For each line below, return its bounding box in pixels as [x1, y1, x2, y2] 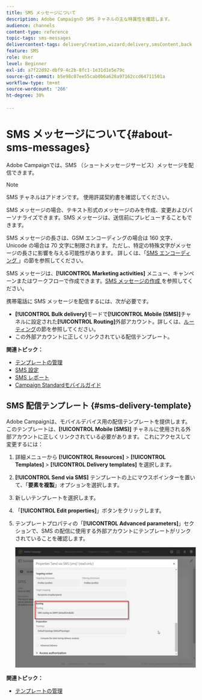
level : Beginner [6, 60, 47, 66]
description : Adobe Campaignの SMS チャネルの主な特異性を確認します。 [6, 16, 173, 22]
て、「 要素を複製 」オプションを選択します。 [14, 481, 123, 488]
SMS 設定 [14, 366, 39, 374]
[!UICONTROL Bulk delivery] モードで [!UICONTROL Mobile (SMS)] [14, 310, 181, 317]
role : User [6, 54, 34, 60]
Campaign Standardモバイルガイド [14, 381, 102, 389]
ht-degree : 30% [6, 92, 44, 99]
